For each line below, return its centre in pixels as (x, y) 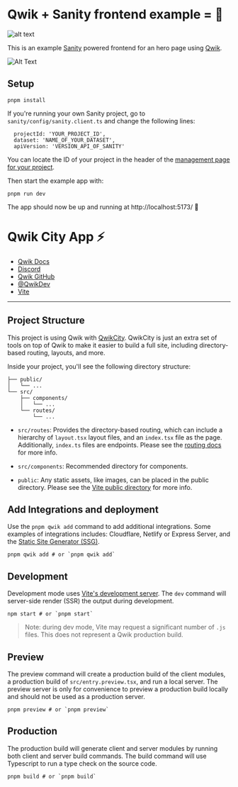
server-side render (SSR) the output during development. (91, 601)
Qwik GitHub (36, 277)
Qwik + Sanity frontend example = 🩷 (115, 15)
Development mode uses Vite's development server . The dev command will (117, 593)
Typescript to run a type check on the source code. (82, 763)
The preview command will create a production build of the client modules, (117, 674)
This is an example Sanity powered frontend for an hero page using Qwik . (115, 48)
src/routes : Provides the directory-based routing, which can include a (120, 430)
